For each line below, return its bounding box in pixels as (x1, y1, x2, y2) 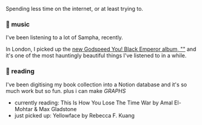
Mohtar (14, 105, 33, 112)
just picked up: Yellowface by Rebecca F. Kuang (14, 112, 135, 119)
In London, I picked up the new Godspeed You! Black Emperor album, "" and (5, 45, 197, 53)
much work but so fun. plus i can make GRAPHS (5, 87, 126, 94)
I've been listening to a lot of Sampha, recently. (5, 34, 124, 41)
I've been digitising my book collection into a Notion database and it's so (5, 81, 187, 88)
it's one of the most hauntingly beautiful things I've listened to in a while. (5, 52, 187, 59)
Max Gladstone (38, 105, 77, 112)
